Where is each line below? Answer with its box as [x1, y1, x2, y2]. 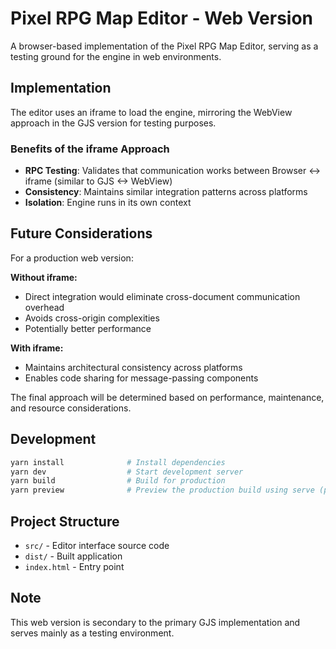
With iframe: [10, 342, 64, 354]
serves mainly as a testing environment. [10, 627, 175, 639]
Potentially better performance [24, 322, 152, 334]
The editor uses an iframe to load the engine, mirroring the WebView [10, 106, 293, 118]
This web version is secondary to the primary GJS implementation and [10, 616, 301, 628]
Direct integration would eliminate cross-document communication [24, 290, 301, 302]
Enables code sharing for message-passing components [24, 372, 259, 384]
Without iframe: [10, 271, 78, 283]
